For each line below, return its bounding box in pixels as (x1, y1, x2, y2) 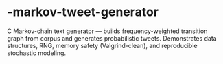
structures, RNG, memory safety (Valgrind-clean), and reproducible (7, 41, 198, 50)
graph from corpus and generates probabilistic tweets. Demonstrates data (7, 34, 218, 42)
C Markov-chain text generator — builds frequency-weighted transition (7, 27, 208, 35)
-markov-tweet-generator (7, 4, 159, 20)
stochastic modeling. (7, 49, 67, 57)
